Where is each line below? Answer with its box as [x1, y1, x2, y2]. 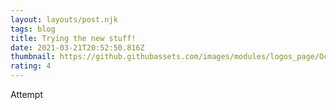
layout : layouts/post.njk [10, 14, 118, 25]
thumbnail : [10, 52, 56, 62]
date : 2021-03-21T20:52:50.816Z [10, 42, 145, 53]
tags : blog [10, 24, 56, 34]
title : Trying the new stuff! [10, 33, 137, 43]
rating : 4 [10, 61, 52, 71]
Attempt [10, 89, 43, 100]
